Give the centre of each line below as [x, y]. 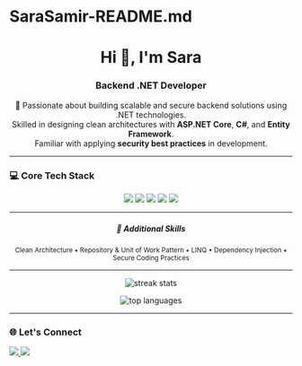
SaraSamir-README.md [101, 17]
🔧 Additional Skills [151, 228]
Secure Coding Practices [151, 257]
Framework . [151, 134]
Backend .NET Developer [151, 85]
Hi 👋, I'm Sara [151, 58]
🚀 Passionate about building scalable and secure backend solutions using [151, 105]
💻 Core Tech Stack [52, 175]
